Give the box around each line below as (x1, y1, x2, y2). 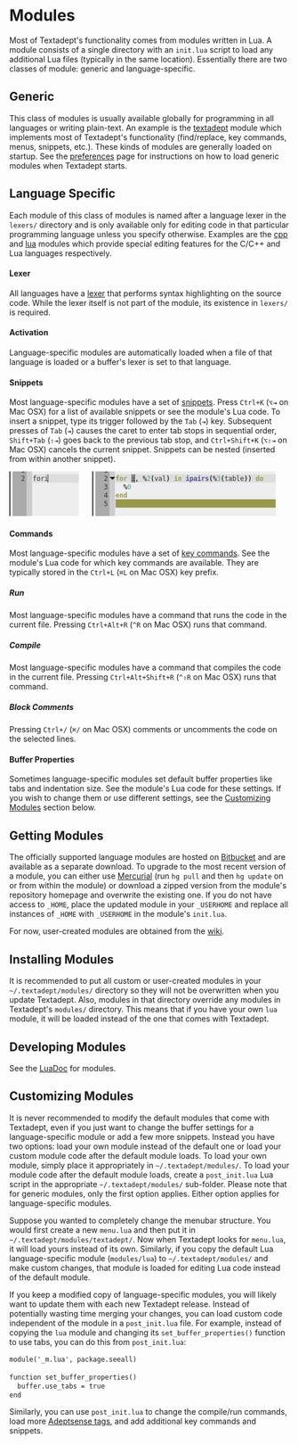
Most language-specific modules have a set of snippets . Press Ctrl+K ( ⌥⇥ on (9, 397, 289, 408)
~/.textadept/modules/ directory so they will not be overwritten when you (9, 985, 279, 995)
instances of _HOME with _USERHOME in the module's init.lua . (9, 909, 227, 920)
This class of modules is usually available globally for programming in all (9, 112, 274, 123)
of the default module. (9, 1272, 91, 1283)
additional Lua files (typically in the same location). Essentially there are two (9, 54, 287, 64)
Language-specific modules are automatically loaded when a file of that (9, 347, 273, 358)
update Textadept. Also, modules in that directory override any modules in (9, 995, 281, 1005)
